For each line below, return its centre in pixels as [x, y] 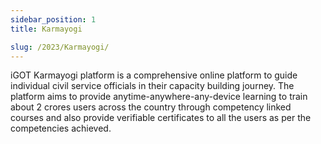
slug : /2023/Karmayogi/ [60, 47]
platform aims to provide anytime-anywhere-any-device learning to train [159, 97]
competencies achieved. [61, 128]
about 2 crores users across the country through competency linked [151, 107]
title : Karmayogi [46, 29]
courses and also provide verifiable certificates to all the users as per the [161, 118]
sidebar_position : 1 [53, 19]
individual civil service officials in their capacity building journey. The [152, 86]
